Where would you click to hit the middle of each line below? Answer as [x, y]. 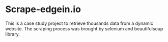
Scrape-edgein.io [43, 9]
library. [13, 34]
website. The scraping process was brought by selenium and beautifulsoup [84, 28]
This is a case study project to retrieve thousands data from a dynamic [79, 23]
